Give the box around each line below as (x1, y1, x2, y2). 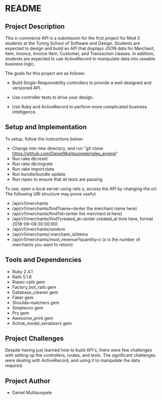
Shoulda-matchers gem (12, 299, 60, 305)
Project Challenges (5, 334, 64, 343)
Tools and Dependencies (5, 256, 81, 264)
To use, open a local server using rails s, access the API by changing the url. (5, 186, 158, 191)
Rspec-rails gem (12, 279, 45, 285)
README (5, 3, 42, 14)
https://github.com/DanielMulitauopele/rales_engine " (12, 150, 118, 156)
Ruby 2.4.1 (12, 268, 33, 275)
